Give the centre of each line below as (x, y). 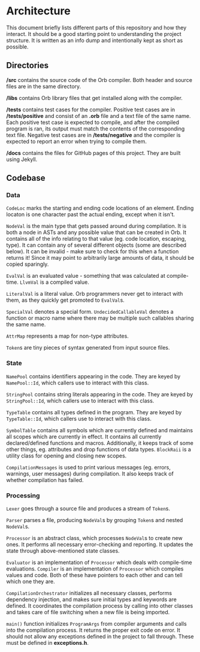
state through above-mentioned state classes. (63, 551)
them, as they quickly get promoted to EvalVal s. (65, 300)
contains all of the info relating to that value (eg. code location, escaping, (96, 239)
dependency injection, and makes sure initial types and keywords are (91, 599)
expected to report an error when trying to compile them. (77, 141)
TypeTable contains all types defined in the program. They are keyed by (94, 412)
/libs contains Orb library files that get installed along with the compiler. (94, 98)
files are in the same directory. (44, 86)
